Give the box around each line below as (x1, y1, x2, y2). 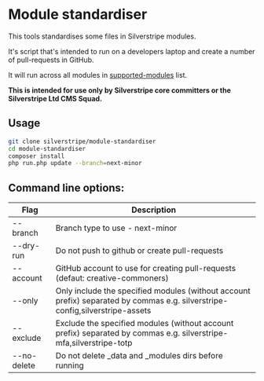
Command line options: (8, 181, 125, 194)
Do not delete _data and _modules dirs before (55, 350, 223, 361)
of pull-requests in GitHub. (8, 55, 94, 64)
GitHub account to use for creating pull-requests (55, 263, 236, 274)
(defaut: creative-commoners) (55, 273, 169, 284)
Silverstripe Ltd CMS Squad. (8, 93, 103, 103)
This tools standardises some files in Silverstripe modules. (8, 31, 196, 41)
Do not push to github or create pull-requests (55, 245, 224, 256)
